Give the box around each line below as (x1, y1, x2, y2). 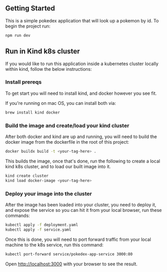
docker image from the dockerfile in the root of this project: (5, 139, 129, 145)
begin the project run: (5, 23, 51, 29)
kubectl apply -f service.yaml (5, 227, 72, 232)
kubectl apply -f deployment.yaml (5, 222, 79, 227)
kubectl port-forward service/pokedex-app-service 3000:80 (5, 252, 133, 257)
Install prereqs (5, 78, 42, 86)
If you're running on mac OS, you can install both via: (5, 100, 116, 106)
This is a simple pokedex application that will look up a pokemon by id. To (5, 17, 159, 23)
